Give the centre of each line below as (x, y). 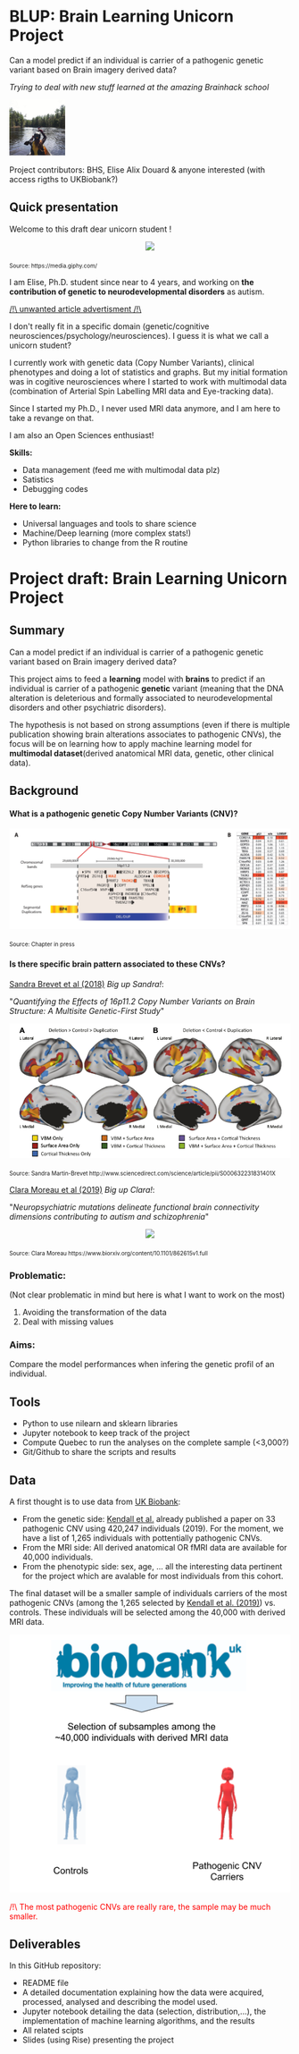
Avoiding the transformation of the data (94, 1313)
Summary (37, 631)
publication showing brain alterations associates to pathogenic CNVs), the (145, 734)
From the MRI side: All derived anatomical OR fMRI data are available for (154, 1547)
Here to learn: (35, 506)
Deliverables (45, 1944)
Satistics (38, 479)
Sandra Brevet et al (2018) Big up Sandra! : (87, 984)
